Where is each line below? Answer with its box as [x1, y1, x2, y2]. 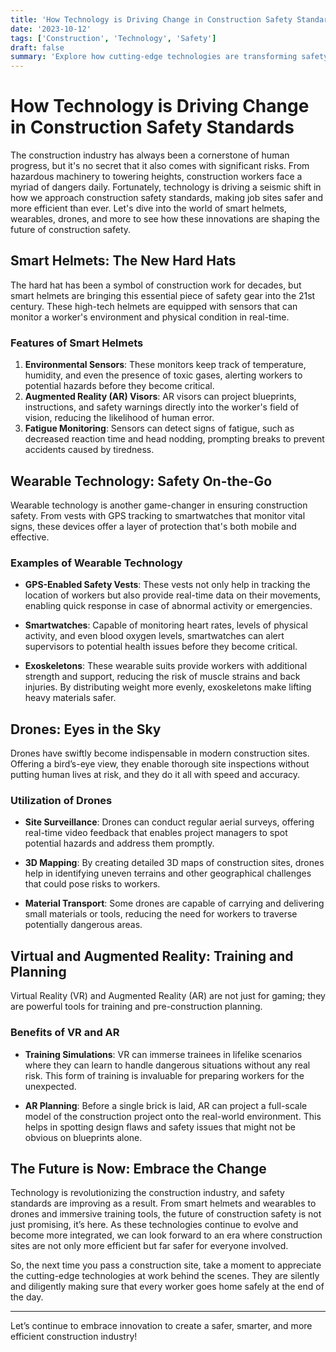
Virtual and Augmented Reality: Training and [10, 947, 294, 965]
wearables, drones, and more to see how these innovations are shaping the [10, 213, 320, 225]
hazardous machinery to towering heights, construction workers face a [10, 171, 303, 183]
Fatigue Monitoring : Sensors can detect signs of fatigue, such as [24, 422, 295, 435]
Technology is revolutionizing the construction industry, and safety [10, 1187, 285, 1199]
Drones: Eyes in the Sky [10, 721, 162, 738]
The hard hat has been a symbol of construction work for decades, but [10, 279, 302, 291]
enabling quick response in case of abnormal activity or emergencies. [24, 600, 313, 612]
